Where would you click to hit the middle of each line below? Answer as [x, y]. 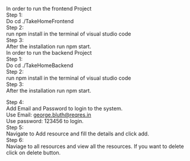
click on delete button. [34, 153]
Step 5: [15, 127]
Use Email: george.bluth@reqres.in [49, 115]
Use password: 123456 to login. [45, 121]
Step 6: [15, 140]
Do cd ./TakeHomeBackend [40, 65]
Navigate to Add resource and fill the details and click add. [78, 134]
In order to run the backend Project [49, 53]
